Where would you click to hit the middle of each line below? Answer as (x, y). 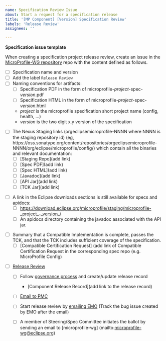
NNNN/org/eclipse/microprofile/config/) (54, 148)
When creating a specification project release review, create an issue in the (83, 57)
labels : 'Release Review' (32, 24)
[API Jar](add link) (39, 181)
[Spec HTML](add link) (44, 170)
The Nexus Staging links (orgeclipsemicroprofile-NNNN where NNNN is (86, 132)
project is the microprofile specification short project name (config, (89, 111)
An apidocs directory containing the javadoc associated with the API (91, 219)
